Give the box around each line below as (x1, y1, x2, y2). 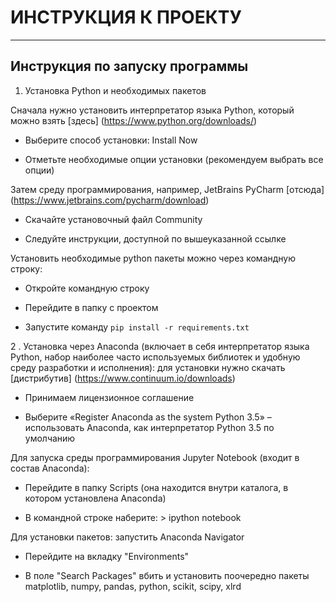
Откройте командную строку (24, 282, 150, 294)
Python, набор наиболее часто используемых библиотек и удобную (10, 351, 301, 363)
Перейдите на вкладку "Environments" (24, 550, 190, 562)
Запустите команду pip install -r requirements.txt (24, 321, 250, 333)
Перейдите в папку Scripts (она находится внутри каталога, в (24, 481, 289, 493)
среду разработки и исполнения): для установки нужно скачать (10, 361, 286, 373)
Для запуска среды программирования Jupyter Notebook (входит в (10, 451, 300, 463)
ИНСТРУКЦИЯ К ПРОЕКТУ (10, 6, 242, 29)
